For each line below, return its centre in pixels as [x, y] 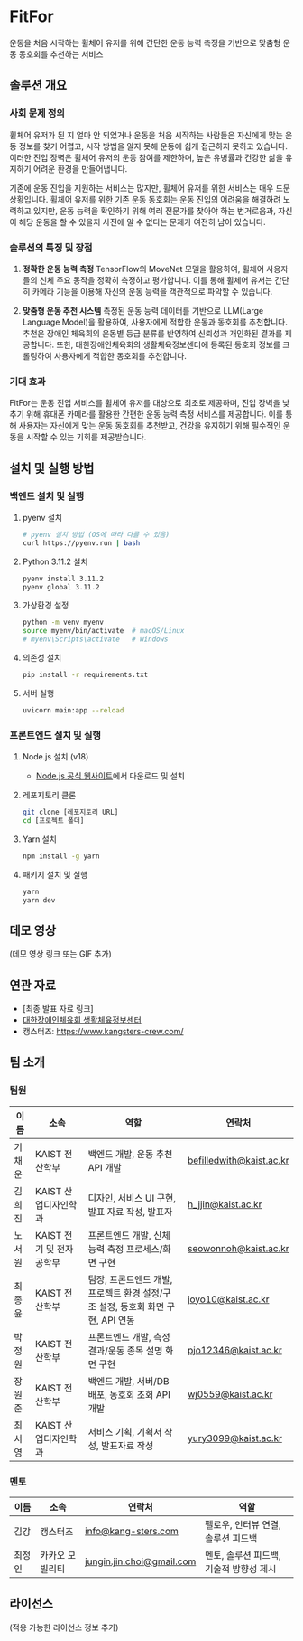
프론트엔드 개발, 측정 [129, 1337]
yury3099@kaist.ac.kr [235, 1438]
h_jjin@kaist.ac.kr [225, 1204]
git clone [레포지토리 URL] [70, 812]
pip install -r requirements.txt [85, 675]
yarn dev [39, 900]
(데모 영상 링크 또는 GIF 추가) [61, 954]
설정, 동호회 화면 [132, 1306]
